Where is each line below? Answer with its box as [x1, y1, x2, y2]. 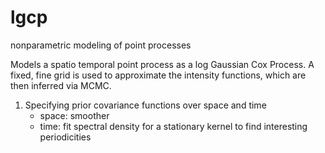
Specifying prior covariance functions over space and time [24, 99, 267, 111]
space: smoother [39, 109, 110, 121]
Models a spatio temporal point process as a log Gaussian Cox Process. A [10, 58, 315, 70]
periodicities [39, 131, 92, 143]
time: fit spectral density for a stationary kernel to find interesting [39, 120, 308, 132]
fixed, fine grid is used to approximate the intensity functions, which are [10, 69, 307, 81]
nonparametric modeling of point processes [10, 39, 192, 51]
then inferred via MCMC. [10, 79, 112, 91]
